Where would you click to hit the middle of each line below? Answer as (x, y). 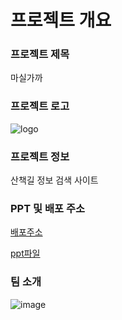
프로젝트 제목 (40, 54)
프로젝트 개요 (61, 20)
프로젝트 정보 (40, 156)
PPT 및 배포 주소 (47, 208)
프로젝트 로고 (40, 106)
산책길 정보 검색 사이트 (54, 180)
